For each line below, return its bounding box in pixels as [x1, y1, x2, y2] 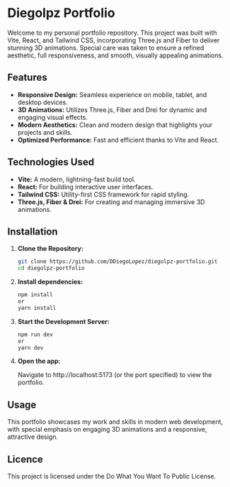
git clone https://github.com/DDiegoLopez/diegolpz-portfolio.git [17, 258, 218, 265]
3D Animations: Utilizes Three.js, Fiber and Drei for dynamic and [17, 105, 207, 114]
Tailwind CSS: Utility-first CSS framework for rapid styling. [17, 190, 190, 198]
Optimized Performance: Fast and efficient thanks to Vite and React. [17, 135, 219, 144]
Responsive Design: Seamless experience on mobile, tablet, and [17, 90, 207, 99]
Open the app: [17, 357, 61, 366]
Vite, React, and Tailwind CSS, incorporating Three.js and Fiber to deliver [7, 35, 220, 44]
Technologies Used [7, 156, 94, 168]
